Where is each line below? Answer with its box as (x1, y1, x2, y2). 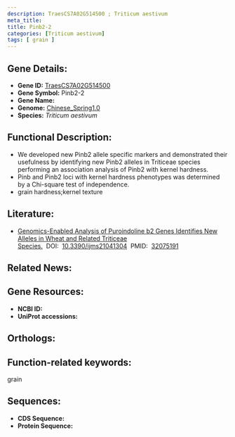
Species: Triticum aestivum (17, 110, 98, 120)
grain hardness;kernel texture (17, 187, 103, 196)
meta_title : (7, 17, 42, 24)
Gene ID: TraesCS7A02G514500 (17, 81, 111, 89)
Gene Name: (17, 96, 55, 104)
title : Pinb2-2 (7, 23, 52, 30)
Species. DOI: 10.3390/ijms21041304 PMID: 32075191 (17, 241, 179, 250)
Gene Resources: (7, 286, 84, 298)
